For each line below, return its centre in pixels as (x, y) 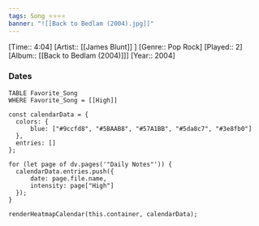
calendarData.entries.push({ (65, 172)
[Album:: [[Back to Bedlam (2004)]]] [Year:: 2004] (92, 55)
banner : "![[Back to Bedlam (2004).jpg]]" (81, 24)
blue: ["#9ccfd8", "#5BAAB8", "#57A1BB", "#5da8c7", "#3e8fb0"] (141, 128)
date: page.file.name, (68, 178)
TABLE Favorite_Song (43, 93)
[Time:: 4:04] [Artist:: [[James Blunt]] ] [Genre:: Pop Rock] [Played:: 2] (125, 46)
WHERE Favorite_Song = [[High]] (63, 100)
